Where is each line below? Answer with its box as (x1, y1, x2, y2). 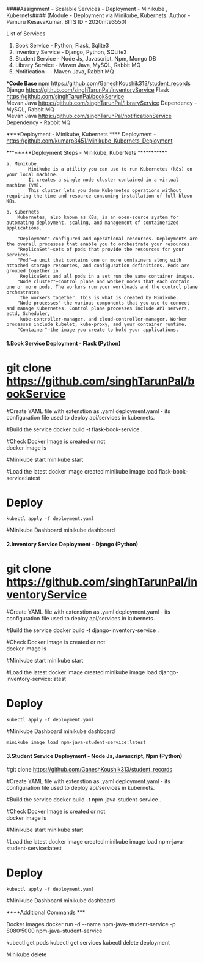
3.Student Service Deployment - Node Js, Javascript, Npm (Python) (6, 752, 183, 759)
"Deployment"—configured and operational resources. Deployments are (17, 236, 199, 242)
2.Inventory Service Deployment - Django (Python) (6, 541, 139, 548)
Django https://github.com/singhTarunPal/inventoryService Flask (6, 86, 169, 94)
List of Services (6, 30, 46, 37)
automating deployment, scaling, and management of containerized (6, 220, 179, 226)
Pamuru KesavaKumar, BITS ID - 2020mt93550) (6, 18, 127, 25)
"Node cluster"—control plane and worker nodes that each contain (17, 278, 190, 284)
